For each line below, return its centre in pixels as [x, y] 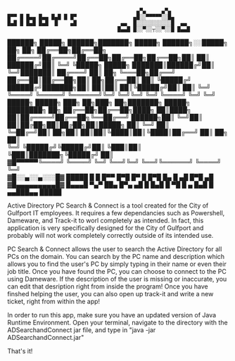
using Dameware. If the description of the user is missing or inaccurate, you [117, 279]
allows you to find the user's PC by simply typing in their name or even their [117, 264]
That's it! [20, 351]
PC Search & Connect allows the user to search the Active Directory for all [115, 249]
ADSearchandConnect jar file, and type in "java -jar [82, 330]
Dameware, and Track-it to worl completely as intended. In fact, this [106, 220]
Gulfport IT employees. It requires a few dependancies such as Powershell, [116, 213]
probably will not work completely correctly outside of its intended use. [110, 235]
